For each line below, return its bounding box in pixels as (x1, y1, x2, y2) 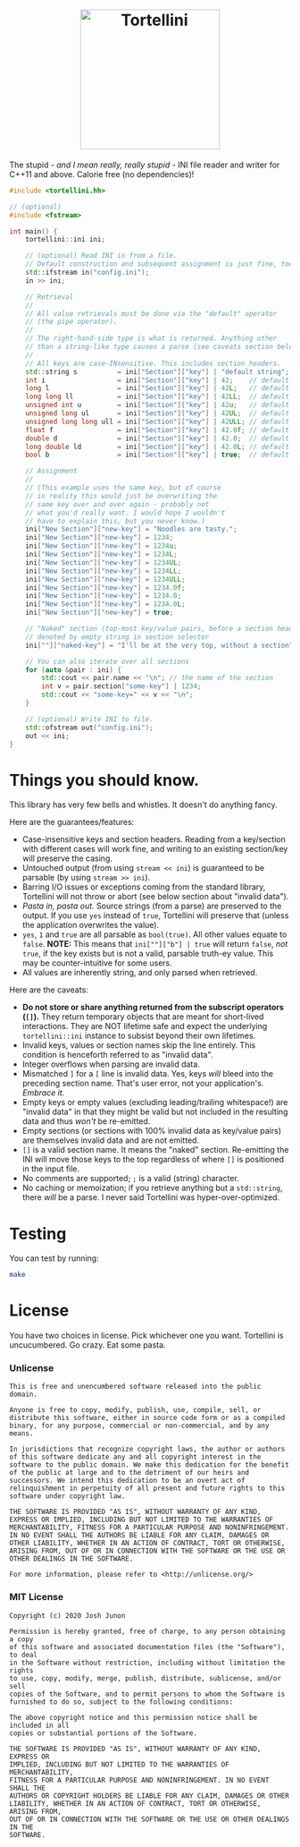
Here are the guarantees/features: (9, 817, 135, 828)
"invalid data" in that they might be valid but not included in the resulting (21, 1106, 288, 1118)
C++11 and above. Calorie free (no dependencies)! (9, 168, 195, 179)
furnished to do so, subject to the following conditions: (9, 1697, 234, 1707)
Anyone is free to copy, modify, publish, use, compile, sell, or (9, 1406, 262, 1415)
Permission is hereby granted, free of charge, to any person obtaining (9, 1627, 286, 1636)
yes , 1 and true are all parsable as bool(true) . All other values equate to (21, 929, 287, 940)
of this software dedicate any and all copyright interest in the (9, 1452, 262, 1462)
